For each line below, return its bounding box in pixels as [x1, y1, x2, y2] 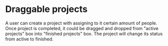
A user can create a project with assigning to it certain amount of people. [5, 20, 157, 26]
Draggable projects [5, 3, 88, 15]
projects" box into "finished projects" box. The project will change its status [5, 30, 163, 36]
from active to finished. [5, 36, 54, 42]
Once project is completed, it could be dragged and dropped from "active [5, 25, 158, 31]
